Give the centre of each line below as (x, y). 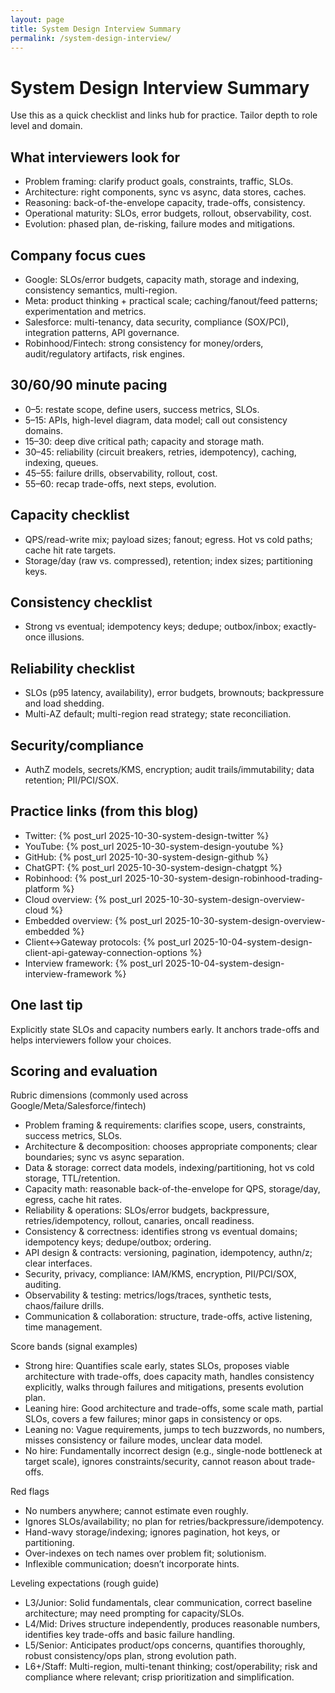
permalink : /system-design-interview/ (91, 38)
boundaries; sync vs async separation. (104, 1157)
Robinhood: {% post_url (73, 878)
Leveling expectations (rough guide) (85, 1583)
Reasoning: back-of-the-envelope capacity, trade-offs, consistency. (165, 203)
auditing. (43, 1285)
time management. (63, 1327)
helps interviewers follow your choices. (91, 1040)
